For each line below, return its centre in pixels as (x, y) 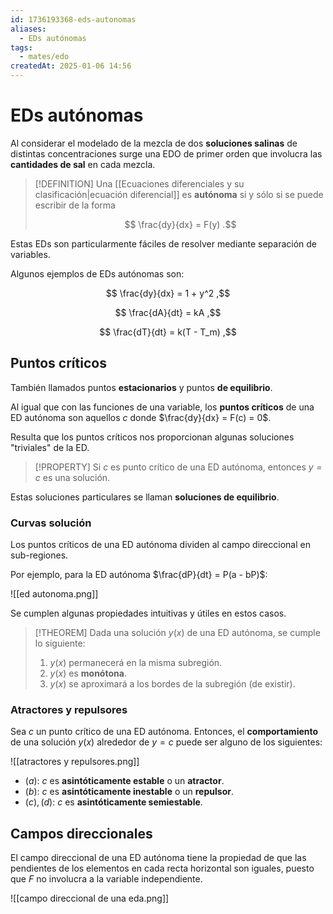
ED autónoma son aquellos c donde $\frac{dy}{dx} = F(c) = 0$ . (141, 417)
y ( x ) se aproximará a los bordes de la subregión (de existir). (172, 684)
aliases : (28, 29)
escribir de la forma (75, 205)
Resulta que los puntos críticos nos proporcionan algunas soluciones (152, 437)
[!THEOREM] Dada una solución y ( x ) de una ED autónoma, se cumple (177, 633)
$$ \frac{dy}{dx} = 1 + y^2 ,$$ (168, 293)
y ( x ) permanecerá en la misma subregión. (136, 663)
